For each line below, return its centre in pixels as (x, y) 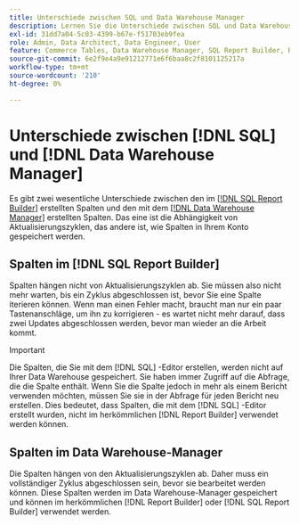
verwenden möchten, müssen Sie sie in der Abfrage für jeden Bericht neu (144, 396)
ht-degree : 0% (36, 84)
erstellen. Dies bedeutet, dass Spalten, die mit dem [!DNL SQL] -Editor (138, 406)
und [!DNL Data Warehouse (112, 155)
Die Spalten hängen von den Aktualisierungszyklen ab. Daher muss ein (139, 474)
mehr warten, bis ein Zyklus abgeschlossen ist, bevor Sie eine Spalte (135, 295)
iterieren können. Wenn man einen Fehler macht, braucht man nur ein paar (145, 305)
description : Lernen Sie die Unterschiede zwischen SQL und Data (133, 26)
